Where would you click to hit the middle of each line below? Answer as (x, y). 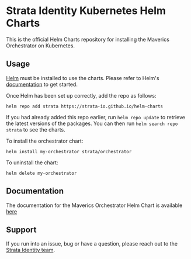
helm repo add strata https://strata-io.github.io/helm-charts (85, 106)
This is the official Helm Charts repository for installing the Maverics (88, 39)
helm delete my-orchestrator (41, 173)
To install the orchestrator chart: (45, 141)
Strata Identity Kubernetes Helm (86, 11)
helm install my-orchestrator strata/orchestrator (69, 151)
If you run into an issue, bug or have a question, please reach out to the (92, 244)
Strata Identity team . (31, 250)
